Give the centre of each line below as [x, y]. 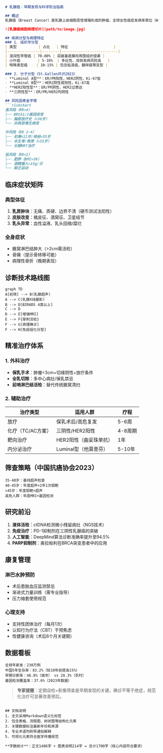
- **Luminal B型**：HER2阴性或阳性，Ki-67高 [47, 83]
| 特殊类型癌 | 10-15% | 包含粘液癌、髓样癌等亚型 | [57, 65]
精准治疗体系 [24, 346]
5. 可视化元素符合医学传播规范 [32, 737]
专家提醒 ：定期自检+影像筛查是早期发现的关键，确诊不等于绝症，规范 [86, 690]
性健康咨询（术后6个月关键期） [43, 636]
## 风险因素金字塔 [21, 101]
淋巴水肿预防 [20, 575]
